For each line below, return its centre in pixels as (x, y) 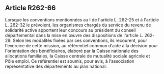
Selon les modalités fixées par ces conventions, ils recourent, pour (80, 40)
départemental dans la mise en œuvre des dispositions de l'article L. (74, 35)
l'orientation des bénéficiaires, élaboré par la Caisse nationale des (72, 51)
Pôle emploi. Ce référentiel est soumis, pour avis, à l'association (70, 61)
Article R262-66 (30, 8)
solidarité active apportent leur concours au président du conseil (70, 30)
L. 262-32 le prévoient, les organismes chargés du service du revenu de (78, 25)
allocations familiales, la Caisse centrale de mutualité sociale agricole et (78, 56)
